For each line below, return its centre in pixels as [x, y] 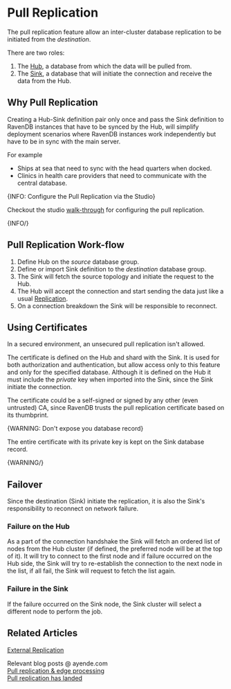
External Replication [36, 650]
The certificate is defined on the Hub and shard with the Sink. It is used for [113, 357]
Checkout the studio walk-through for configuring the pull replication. [106, 210]
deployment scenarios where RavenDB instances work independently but [112, 134]
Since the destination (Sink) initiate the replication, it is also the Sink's [106, 501]
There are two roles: [36, 53]
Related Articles [43, 633]
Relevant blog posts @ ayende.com [58, 663]
